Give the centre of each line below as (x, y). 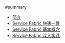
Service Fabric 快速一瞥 (36, 23)
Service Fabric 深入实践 (36, 35)
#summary (16, 7)
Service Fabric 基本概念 (36, 29)
